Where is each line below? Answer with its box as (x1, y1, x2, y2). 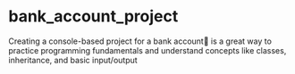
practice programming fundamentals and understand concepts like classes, (8, 45, 287, 55)
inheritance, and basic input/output (8, 54, 138, 65)
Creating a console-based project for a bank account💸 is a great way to (8, 36, 272, 46)
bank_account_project (8, 6, 179, 27)
